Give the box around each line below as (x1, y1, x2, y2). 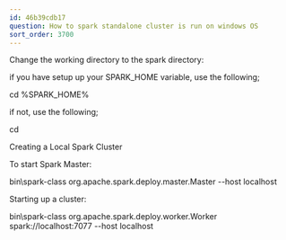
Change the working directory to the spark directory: (9, 55, 204, 66)
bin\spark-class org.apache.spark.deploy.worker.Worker (9, 211, 218, 222)
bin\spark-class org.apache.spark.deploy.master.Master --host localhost (9, 176, 278, 187)
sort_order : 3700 (9, 30, 74, 39)
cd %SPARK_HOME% (9, 89, 90, 100)
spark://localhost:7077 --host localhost (9, 221, 154, 232)
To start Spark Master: (9, 159, 92, 170)
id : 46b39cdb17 (9, 13, 66, 22)
